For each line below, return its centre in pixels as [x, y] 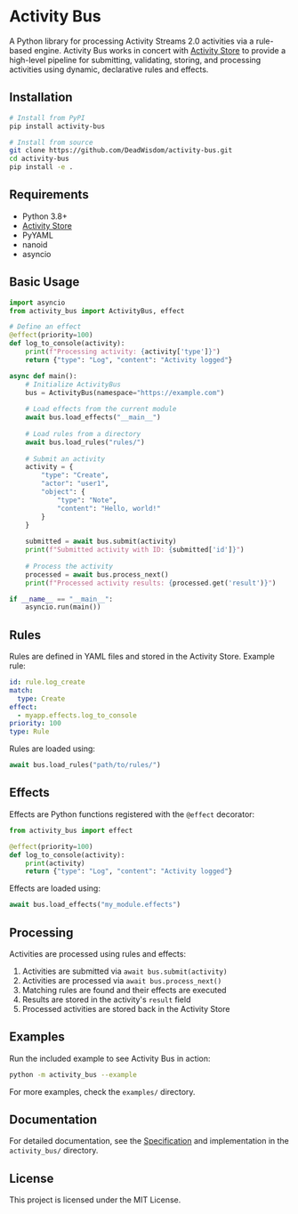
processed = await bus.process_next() [97, 575]
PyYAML [37, 235]
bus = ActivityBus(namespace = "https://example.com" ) [125, 393]
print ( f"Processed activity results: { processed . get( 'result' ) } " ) [151, 583]
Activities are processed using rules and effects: [98, 953]
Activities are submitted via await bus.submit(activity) [125, 971]
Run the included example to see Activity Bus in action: [110, 1058]
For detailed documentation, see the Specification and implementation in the [149, 1141]
